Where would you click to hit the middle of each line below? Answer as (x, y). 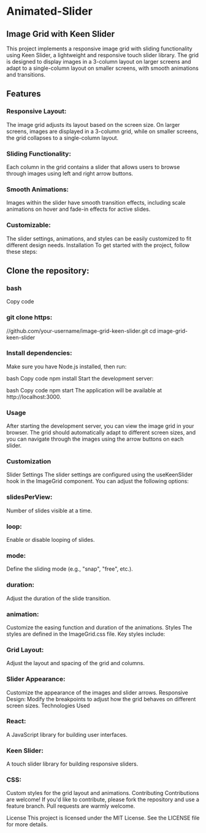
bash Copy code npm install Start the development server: (80, 378)
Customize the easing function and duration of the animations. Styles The (99, 627)
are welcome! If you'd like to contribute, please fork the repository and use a (103, 800)
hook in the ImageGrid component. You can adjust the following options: (97, 481)
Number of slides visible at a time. (49, 511)
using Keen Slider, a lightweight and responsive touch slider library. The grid (103, 55)
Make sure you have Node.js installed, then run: (67, 367)
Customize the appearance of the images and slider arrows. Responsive (97, 692)
